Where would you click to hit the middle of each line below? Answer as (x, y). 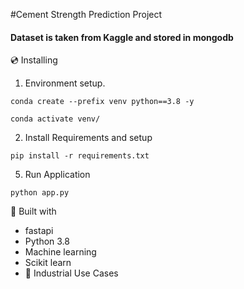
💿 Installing (34, 60)
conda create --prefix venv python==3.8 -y (102, 102)
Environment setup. (65, 83)
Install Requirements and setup (88, 138)
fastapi (39, 231)
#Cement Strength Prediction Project (86, 14)
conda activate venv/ (55, 119)
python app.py (40, 193)
